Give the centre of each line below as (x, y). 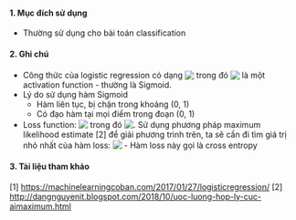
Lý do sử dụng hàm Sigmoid (75, 95)
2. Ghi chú (29, 54)
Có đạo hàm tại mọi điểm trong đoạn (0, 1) (116, 114)
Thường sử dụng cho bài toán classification (104, 33)
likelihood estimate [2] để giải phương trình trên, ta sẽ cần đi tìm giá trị (155, 135)
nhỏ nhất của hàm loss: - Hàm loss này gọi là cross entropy (140, 145)
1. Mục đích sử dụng (48, 13)
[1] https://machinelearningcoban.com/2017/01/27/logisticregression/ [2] (146, 186)
